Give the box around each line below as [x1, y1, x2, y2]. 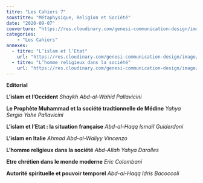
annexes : [6, 43, 28, 49]
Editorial [6, 82, 28, 89]
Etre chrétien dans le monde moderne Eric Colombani [6, 158, 143, 165]
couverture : [6, 25, 36, 32]
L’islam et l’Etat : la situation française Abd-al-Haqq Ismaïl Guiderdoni [6, 123, 184, 130]
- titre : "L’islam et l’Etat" [11, 48, 88, 54]
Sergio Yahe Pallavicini [6, 111, 63, 118]
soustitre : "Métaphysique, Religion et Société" [6, 14, 131, 21]
